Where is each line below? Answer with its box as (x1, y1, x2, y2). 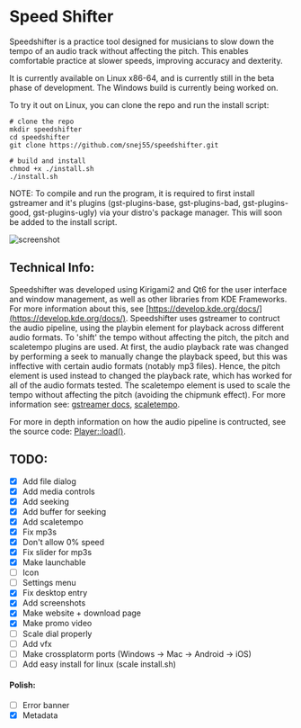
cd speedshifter (9, 132, 70, 141)
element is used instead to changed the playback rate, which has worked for (9, 370, 293, 381)
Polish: (9, 679, 36, 690)
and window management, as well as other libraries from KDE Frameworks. (9, 293, 288, 304)
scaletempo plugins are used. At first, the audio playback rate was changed (9, 341, 289, 352)
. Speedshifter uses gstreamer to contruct (125, 312, 280, 323)
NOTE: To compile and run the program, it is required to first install (9, 187, 255, 199)
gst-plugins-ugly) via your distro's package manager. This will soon (32, 207, 283, 218)
